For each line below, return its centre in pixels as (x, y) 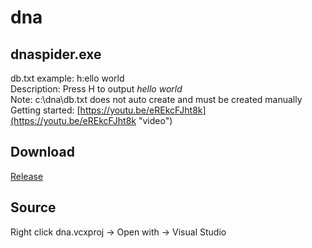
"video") (155, 120)
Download (42, 152)
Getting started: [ (45, 110)
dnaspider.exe (56, 54)
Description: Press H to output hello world (96, 89)
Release (27, 176)
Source (33, 207)
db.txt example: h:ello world (67, 78)
